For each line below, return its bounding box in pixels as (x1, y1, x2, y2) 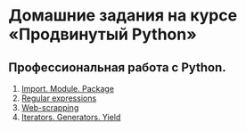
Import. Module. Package (20, 84, 115, 94)
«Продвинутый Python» (8, 24, 197, 45)
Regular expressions (20, 93, 97, 103)
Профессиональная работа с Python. (8, 60, 226, 75)
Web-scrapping (20, 102, 79, 112)
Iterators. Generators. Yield (20, 112, 121, 122)
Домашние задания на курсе (8, 5, 238, 26)
